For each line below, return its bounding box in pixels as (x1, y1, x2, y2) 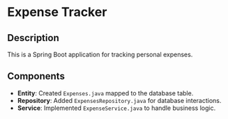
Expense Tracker (7, 4, 107, 20)
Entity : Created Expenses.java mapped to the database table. (17, 88, 194, 97)
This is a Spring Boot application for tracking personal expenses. (7, 50, 193, 58)
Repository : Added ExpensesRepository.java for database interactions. (17, 96, 222, 104)
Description (7, 32, 59, 44)
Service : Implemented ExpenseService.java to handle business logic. (17, 104, 216, 112)
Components (7, 70, 65, 82)
